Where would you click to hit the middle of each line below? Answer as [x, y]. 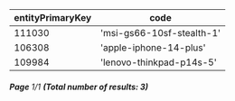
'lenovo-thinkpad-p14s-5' [158, 62]
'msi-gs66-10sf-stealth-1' [160, 33]
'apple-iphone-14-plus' [153, 47]
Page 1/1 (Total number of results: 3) [79, 87]
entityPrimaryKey [53, 18]
